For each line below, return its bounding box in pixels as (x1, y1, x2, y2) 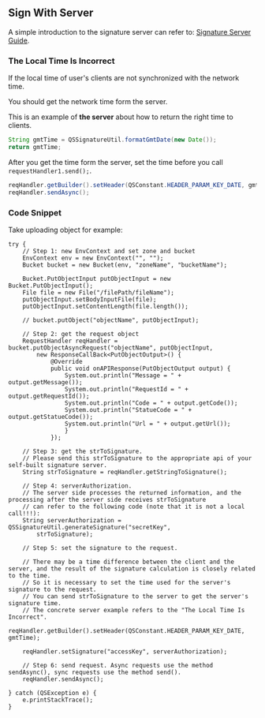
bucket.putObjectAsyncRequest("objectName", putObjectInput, (8, 343, 214, 352)
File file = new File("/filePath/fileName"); (22, 288, 175, 297)
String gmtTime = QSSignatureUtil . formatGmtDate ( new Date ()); (8, 136, 217, 144)
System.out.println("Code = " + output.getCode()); (64, 398, 238, 407)
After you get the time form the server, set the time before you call (8, 157, 223, 166)
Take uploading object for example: (8, 225, 123, 234)
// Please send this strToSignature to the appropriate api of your (22, 454, 252, 462)
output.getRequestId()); (8, 392, 90, 400)
